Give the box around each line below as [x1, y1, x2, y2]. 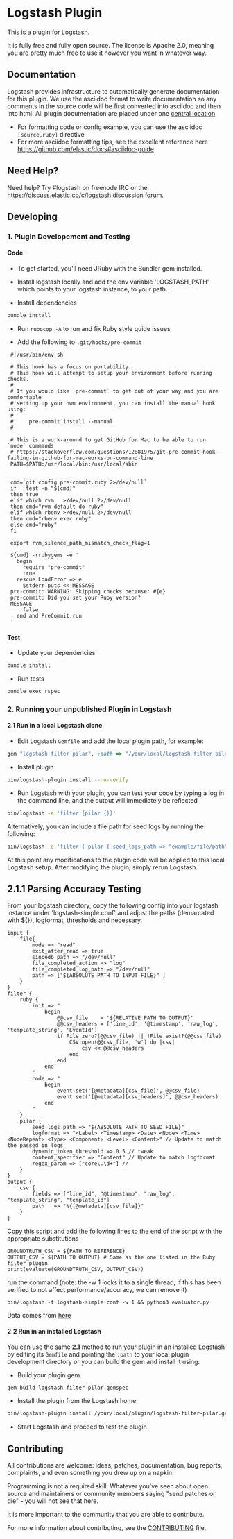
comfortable [7, 393, 42, 400]
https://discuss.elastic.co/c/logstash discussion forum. [7, 191, 164, 199]
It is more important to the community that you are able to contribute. [7, 1511, 205, 1519]
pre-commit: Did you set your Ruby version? [10, 594, 141, 601]
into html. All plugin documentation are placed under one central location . [7, 109, 217, 117]
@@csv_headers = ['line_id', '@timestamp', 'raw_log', [56, 1021, 218, 1028]
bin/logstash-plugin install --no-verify [7, 776, 129, 783]
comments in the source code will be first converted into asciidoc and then [7, 102, 221, 110]
